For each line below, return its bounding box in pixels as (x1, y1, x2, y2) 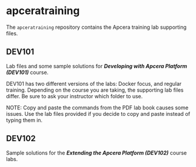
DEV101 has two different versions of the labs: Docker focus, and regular (6, 80, 182, 87)
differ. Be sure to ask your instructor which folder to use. (6, 92, 143, 99)
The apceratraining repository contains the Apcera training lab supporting (6, 24, 187, 31)
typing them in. (6, 116, 43, 123)
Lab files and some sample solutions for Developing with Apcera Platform (6, 62, 187, 69)
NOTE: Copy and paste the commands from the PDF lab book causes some (6, 104, 189, 111)
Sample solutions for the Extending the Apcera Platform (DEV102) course (6, 149, 187, 156)
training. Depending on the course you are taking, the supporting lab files (6, 86, 184, 93)
